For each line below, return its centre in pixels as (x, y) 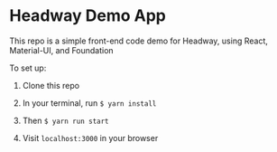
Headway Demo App (88, 16)
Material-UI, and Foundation (62, 50)
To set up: (28, 68)
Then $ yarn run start (66, 120)
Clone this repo (51, 85)
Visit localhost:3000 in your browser (90, 138)
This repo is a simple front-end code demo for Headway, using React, (139, 41)
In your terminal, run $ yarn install (89, 103)
